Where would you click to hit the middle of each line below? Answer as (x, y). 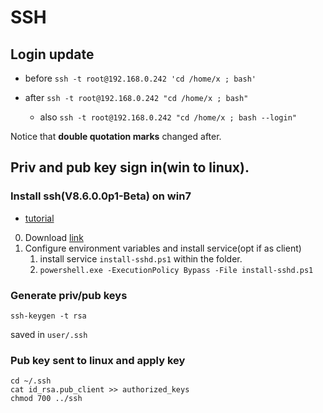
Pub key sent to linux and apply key (98, 360)
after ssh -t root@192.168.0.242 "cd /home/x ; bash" (136, 97)
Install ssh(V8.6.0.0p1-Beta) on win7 (101, 196)
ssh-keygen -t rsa (48, 316)
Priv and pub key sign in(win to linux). (130, 167)
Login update (52, 54)
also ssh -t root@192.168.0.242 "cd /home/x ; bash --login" (168, 117)
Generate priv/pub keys (69, 295)
